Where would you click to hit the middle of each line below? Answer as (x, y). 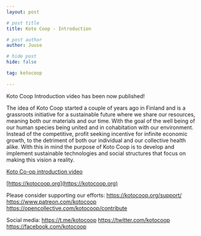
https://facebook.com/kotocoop (46, 226)
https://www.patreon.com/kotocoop (51, 201)
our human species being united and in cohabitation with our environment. (100, 127)
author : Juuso (24, 45)
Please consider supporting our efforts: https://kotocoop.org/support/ (94, 195)
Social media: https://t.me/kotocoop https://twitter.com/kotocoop (88, 220)
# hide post (21, 56)
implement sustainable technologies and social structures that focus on (96, 153)
